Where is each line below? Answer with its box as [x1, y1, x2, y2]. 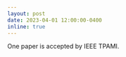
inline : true [7, 23, 46, 30]
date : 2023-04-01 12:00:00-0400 [7, 17, 102, 24]
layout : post [7, 10, 46, 17]
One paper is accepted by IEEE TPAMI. [7, 42, 120, 51]
